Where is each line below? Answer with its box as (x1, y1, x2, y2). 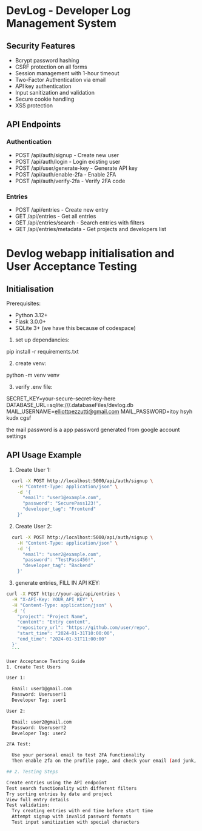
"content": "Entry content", (17, 619, 91, 625)
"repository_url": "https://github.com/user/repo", (17, 625, 150, 631)
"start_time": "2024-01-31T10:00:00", (17, 630, 115, 637)
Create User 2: (15, 522, 52, 530)
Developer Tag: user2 (12, 730, 67, 736)
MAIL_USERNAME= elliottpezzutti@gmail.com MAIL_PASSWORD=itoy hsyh (6, 408, 193, 415)
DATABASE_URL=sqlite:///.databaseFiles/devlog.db (6, 401, 133, 408)
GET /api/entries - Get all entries (15, 212, 96, 220)
